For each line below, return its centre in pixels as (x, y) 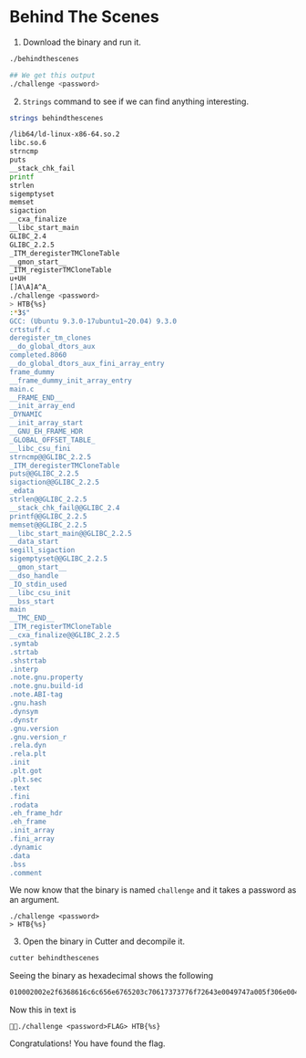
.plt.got (26, 771)
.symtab (24, 644)
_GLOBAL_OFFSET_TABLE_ (52, 440)
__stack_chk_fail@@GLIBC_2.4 (65, 508)
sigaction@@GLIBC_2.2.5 (55, 482)
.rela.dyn (28, 746)
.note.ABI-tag (36, 695)
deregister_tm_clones (51, 338)
